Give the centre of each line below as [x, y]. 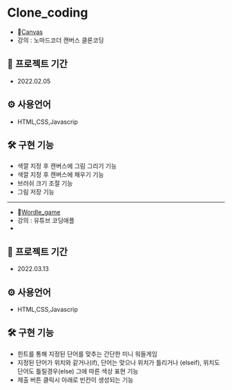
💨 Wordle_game [39, 212]
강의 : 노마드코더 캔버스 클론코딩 [60, 40]
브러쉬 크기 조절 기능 [45, 183]
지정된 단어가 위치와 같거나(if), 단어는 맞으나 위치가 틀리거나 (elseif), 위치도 [118, 362]
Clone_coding [48, 13]
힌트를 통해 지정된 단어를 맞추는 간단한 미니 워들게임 [87, 353]
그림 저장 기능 [36, 192]
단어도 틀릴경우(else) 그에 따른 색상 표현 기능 [78, 371]
